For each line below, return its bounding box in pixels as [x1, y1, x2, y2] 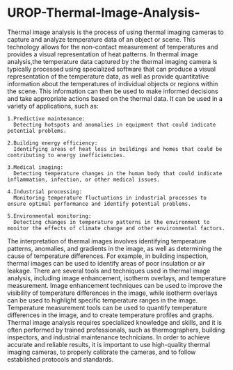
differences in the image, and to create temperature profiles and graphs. [7, 311, 214, 319]
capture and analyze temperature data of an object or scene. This [7, 35, 196, 43]
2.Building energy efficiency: [7, 139, 98, 147]
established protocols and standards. [7, 355, 113, 363]
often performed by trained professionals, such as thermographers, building [7, 325, 225, 334]
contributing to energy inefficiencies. [7, 152, 127, 159]
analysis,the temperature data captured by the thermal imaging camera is [7, 57, 218, 65]
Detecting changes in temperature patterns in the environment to [13, 218, 210, 225]
